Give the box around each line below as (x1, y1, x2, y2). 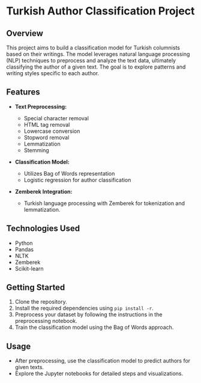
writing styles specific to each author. (6, 70, 100, 76)
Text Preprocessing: (14, 103, 67, 110)
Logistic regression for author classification (23, 176, 131, 183)
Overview (6, 28, 44, 38)
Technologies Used (6, 224, 80, 234)
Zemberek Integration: (14, 188, 73, 195)
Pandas (14, 245, 34, 253)
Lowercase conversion (23, 127, 80, 135)
